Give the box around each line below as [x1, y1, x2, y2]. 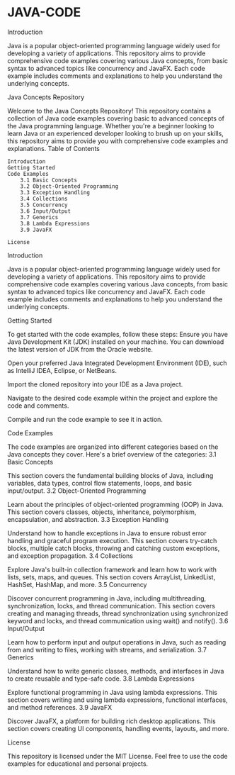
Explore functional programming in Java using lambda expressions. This [7, 688, 218, 696]
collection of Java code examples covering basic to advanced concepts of [7, 114, 225, 123]
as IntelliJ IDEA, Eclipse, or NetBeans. [7, 366, 117, 374]
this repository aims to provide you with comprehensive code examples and [7, 136, 229, 145]
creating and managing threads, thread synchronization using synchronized [7, 609, 229, 618]
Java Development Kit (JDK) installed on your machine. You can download [7, 338, 224, 346]
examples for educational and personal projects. [7, 759, 149, 768]
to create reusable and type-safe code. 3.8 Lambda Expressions [7, 674, 195, 683]
